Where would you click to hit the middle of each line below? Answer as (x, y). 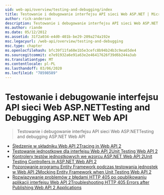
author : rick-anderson (28, 19)
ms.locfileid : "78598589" (31, 73)
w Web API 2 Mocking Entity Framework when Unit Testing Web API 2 (82, 172)
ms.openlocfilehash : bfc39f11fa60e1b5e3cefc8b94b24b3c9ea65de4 (71, 50)
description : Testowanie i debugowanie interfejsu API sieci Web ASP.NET (82, 23)
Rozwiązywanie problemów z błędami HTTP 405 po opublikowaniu (79, 177)
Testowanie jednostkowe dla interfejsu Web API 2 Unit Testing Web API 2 (85, 151)
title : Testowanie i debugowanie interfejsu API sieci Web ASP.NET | (77, 14)
